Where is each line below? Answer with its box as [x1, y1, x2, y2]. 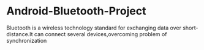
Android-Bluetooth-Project [6, 4, 146, 18]
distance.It [6, 30, 33, 37]
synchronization [6, 37, 47, 44]
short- [183, 24, 198, 31]
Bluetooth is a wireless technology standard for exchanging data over [6, 24, 182, 31]
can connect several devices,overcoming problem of [34, 30, 167, 37]
